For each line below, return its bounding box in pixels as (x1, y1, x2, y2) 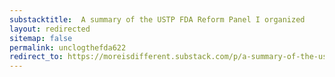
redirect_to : (9, 52, 64, 62)
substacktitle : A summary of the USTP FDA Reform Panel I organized (9, 14, 306, 25)
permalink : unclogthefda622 (9, 42, 127, 53)
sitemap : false (9, 33, 73, 43)
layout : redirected (9, 24, 91, 34)
